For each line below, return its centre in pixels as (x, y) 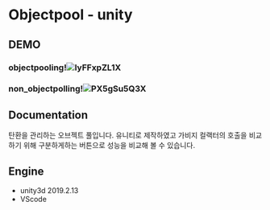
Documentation (48, 115)
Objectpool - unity (71, 15)
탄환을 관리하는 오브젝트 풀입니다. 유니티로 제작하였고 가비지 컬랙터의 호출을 (128, 135)
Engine (26, 171)
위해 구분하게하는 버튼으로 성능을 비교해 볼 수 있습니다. (109, 146)
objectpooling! (37, 68)
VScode (33, 200)
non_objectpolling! (46, 89)
